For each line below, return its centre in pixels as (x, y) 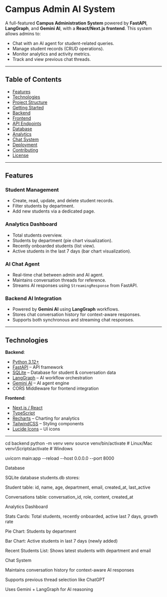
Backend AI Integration (34, 298)
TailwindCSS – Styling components (48, 424)
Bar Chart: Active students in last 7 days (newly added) (61, 541)
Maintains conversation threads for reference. (59, 280)
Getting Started (28, 107)
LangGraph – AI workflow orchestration (52, 378)
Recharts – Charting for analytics (46, 418)
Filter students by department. (43, 206)
